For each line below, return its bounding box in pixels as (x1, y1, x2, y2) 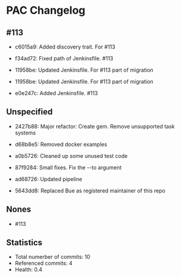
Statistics (6, 237, 43, 248)
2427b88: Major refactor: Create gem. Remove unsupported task (14, 123, 175, 130)
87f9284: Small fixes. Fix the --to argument (14, 164, 122, 171)
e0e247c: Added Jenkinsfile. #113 (14, 90, 99, 96)
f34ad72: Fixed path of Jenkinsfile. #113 (14, 55, 113, 62)
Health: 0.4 (14, 266, 43, 273)
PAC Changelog (6, 4, 85, 17)
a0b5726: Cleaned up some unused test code (14, 152, 128, 159)
